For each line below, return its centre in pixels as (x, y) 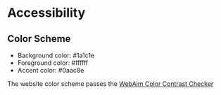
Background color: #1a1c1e (56, 55)
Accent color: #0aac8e (51, 70)
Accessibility (46, 13)
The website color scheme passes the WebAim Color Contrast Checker (110, 84)
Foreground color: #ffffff (52, 63)
